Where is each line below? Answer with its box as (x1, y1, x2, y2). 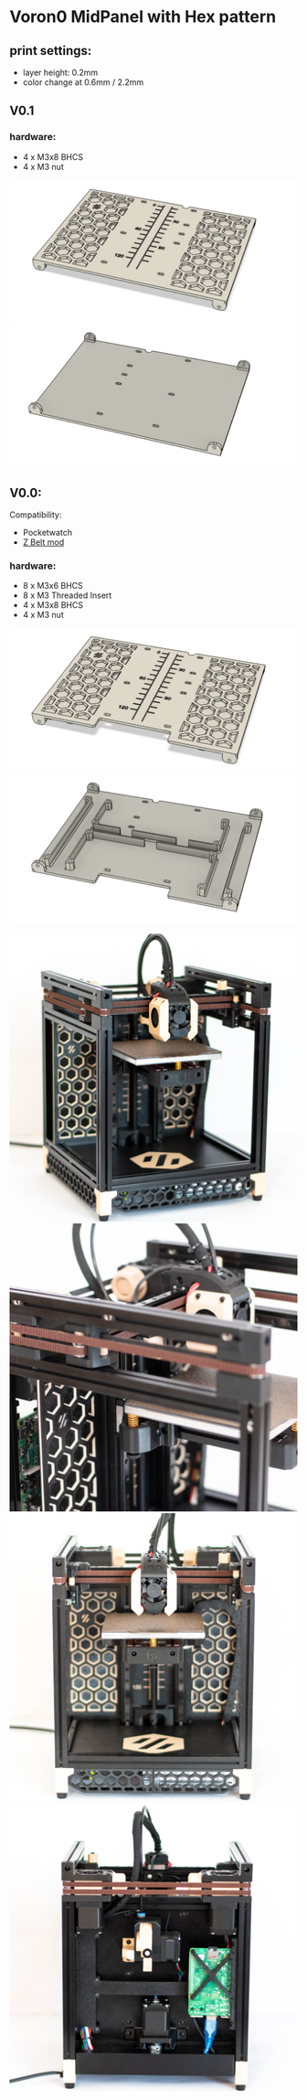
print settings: (9, 43, 92, 59)
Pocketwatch (22, 528, 73, 538)
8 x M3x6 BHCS (22, 581, 84, 592)
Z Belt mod (22, 537, 65, 548)
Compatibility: (9, 509, 62, 520)
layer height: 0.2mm (22, 67, 99, 78)
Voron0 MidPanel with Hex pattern (9, 6, 277, 27)
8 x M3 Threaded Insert (22, 590, 112, 601)
